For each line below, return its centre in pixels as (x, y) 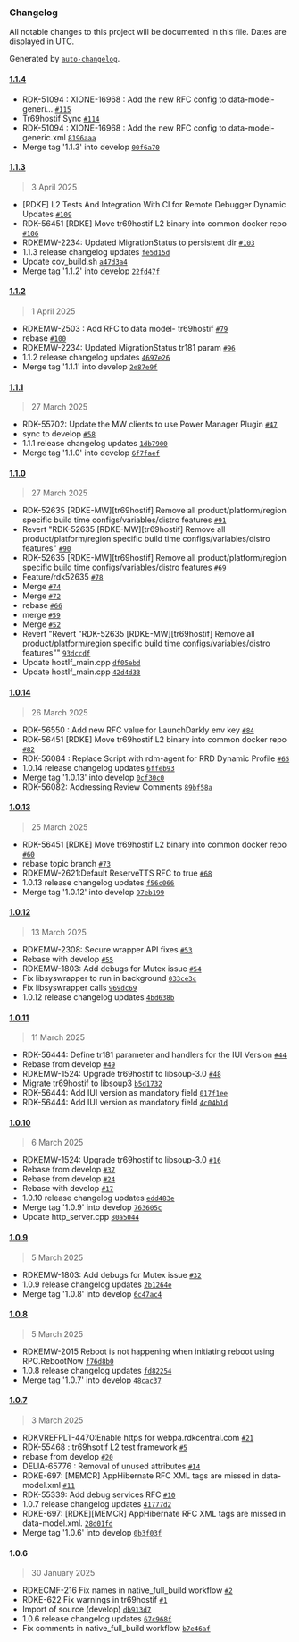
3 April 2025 (54, 187)
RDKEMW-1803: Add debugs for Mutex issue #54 (112, 969)
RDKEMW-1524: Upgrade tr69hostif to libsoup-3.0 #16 (121, 1160)
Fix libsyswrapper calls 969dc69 (79, 987)
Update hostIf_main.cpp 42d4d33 (81, 672)
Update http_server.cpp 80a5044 (81, 1217)
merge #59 (41, 615)
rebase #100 (44, 338)
